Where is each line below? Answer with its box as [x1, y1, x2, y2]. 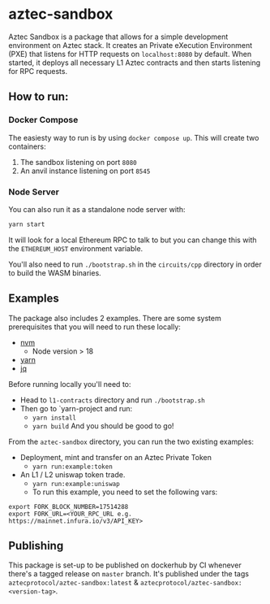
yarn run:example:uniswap [32, 480, 120, 488]
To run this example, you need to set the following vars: [32, 487, 218, 497]
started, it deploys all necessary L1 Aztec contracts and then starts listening [8, 58, 261, 67]
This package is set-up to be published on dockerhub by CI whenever [8, 560, 242, 570]
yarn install [32, 414, 77, 422]
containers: [8, 141, 46, 151]
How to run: [8, 90, 69, 104]
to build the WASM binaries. [8, 267, 101, 277]
